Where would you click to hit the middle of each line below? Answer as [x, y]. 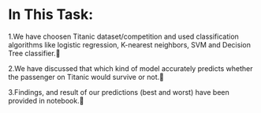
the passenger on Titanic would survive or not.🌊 [86, 77]
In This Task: [51, 15]
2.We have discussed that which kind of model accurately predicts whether [130, 68]
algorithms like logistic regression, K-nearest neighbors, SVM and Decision [129, 44]
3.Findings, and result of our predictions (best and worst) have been [119, 92]
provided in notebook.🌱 [46, 100]
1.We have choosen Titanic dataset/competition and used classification [123, 36]
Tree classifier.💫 [34, 53]
